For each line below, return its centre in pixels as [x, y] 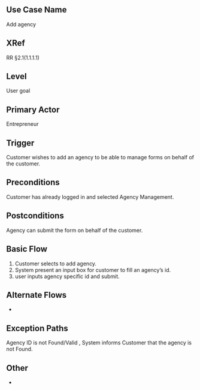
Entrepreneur [22, 124]
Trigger [20, 143]
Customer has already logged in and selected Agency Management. [90, 196]
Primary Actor [33, 109]
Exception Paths [37, 328]
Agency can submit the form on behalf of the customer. [75, 230]
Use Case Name [37, 10]
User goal [18, 91]
